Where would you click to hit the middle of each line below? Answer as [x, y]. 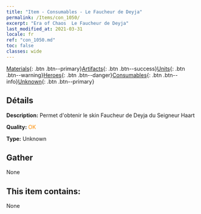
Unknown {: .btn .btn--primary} [56, 81]
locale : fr [20, 35]
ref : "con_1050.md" [31, 40]
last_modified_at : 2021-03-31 [45, 29]
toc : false [20, 46]
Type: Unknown [26, 139]
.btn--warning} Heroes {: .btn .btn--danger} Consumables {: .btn [84, 75]
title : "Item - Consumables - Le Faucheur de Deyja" [74, 12]
